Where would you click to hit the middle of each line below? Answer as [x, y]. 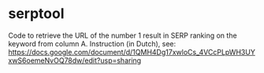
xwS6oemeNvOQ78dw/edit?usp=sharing [75, 60]
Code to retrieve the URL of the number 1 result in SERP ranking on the [123, 35]
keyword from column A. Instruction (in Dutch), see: [92, 43]
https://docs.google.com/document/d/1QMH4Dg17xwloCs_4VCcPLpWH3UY [132, 52]
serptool [36, 14]
